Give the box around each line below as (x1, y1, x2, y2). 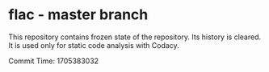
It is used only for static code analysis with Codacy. (8, 40, 179, 50)
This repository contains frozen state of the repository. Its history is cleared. (8, 32, 261, 42)
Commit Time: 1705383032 (8, 56, 99, 66)
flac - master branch (8, 6, 149, 24)
